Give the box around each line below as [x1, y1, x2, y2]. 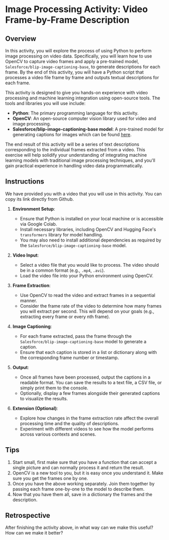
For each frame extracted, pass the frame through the [20, 333, 132, 339]
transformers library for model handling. [20, 231, 103, 237]
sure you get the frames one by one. [12, 475, 88, 481]
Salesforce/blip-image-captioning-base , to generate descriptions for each [5, 64, 160, 70]
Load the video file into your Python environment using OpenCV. [20, 272, 153, 278]
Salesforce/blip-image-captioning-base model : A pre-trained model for [12, 126, 164, 132]
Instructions [5, 177, 44, 186]
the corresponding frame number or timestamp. [20, 354, 119, 361]
